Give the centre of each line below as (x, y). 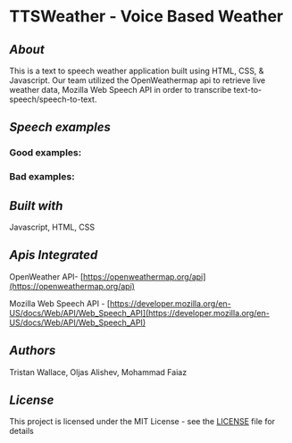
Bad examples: (42, 177)
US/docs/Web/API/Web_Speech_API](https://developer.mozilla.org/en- (139, 313)
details (21, 431)
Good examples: (46, 153)
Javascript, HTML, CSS (52, 227)
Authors (33, 351)
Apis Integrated (54, 255)
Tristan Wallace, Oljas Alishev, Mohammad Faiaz (98, 372)
